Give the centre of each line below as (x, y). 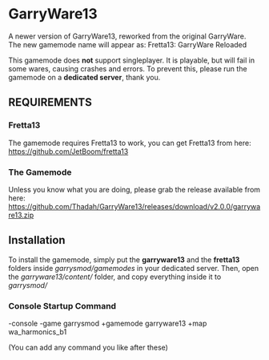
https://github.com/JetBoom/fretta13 (68, 151)
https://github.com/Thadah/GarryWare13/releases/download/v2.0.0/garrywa (134, 206)
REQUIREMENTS (50, 102)
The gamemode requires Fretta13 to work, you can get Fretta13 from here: (130, 143)
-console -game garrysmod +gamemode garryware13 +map (108, 324)
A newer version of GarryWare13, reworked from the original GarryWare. (127, 36)
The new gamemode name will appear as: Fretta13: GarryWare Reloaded (128, 44)
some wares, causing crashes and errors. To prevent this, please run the (128, 68)
